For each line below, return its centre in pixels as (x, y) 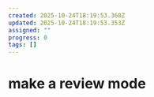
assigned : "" (30, 30)
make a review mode (77, 84)
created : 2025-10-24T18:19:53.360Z (67, 15)
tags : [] (23, 45)
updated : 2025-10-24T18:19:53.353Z (67, 23)
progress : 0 (28, 37)
